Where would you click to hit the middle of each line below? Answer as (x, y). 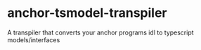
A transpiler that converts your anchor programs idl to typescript (101, 32)
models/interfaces (34, 39)
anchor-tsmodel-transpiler (87, 13)
